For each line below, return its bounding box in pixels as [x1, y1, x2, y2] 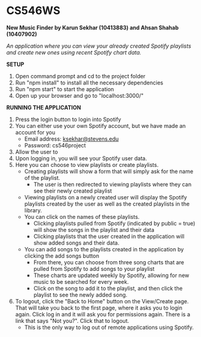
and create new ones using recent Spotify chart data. [6, 48, 142, 56]
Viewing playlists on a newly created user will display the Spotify [24, 193, 188, 201]
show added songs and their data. [33, 239, 120, 246]
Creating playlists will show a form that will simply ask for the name [24, 168, 194, 175]
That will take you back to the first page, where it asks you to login [15, 304, 183, 311]
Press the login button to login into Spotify [15, 116, 122, 123]
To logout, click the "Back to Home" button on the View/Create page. [15, 297, 189, 305]
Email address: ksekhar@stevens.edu [24, 135, 119, 143]
